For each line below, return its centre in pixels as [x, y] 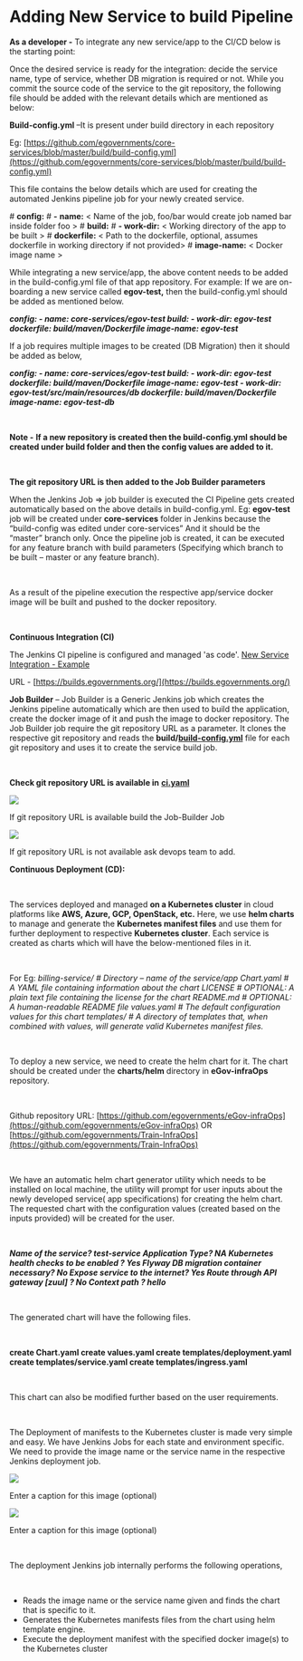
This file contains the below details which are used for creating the [133, 188]
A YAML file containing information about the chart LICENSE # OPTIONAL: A [152, 987]
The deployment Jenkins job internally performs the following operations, [146, 1565]
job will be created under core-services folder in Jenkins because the [140, 518]
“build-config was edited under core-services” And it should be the [135, 528]
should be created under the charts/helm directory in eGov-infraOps [139, 1070]
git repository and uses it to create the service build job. [114, 747]
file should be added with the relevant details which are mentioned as [139, 98]
